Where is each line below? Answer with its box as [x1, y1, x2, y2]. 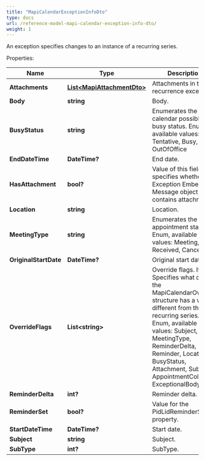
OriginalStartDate [9, 256, 62, 264]
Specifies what [152, 273, 195, 281]
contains [152, 195, 177, 204]
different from [152, 303, 192, 312]
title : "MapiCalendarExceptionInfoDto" [6, 9, 108, 15]
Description [167, 69, 203, 78]
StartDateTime [9, 425, 53, 434]
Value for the [152, 400, 189, 408]
